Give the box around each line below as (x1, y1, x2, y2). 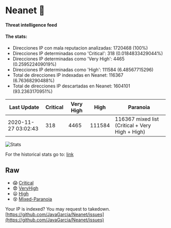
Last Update (9, 103, 40, 110)
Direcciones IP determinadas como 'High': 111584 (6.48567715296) (12, 66, 154, 73)
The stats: (5, 33, 27, 40)
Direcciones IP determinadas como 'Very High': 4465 (12, 56, 125, 62)
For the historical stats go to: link (5, 151, 74, 157)
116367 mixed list (115, 115, 159, 122)
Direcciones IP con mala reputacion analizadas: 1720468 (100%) (12, 44, 148, 51)
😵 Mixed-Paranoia (12, 196, 52, 202)
